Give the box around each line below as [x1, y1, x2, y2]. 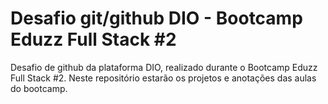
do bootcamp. [10, 82, 68, 94]
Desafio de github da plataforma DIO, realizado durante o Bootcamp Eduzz [10, 61, 318, 73]
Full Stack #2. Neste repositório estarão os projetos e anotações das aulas [10, 72, 317, 84]
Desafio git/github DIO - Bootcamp [10, 7, 303, 30]
